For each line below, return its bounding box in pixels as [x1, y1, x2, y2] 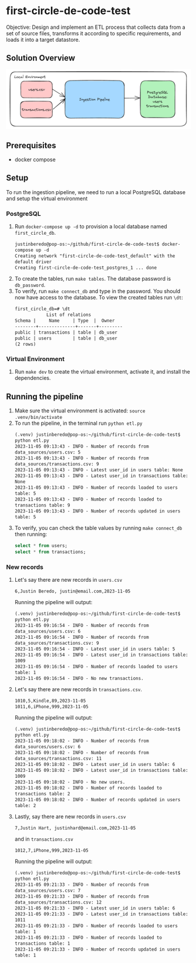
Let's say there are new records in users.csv [14, 577, 123, 584]
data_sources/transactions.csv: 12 [14, 899, 102, 905]
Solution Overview [6, 53, 75, 63]
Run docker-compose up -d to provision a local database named [14, 223, 167, 230]
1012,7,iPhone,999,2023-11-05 [14, 848, 89, 854]
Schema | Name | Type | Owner [14, 318, 115, 324]
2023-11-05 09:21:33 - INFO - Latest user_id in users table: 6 [14, 905, 175, 911]
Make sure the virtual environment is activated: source [14, 407, 146, 414]
